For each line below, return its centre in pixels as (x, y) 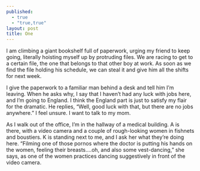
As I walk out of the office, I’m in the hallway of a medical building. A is (93, 125)
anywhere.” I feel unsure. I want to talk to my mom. (69, 113)
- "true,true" (29, 23)
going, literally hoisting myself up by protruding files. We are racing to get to (100, 57)
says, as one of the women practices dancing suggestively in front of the (96, 156)
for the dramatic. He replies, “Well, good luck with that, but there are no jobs (100, 107)
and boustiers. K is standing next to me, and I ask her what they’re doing (95, 137)
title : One (20, 34)
